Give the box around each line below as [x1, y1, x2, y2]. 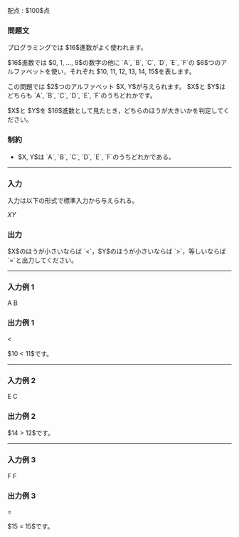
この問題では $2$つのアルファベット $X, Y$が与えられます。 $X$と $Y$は [7, 83, 226, 91]
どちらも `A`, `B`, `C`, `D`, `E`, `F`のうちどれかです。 [7, 91, 156, 100]
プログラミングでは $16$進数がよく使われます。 [7, 43, 147, 52]
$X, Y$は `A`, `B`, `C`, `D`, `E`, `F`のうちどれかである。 [17, 152, 176, 161]
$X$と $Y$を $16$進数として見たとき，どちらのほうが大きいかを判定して [7, 106, 224, 115]
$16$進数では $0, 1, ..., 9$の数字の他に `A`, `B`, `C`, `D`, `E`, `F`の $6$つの [7, 58, 221, 67]
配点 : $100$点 [7, 6, 51, 14]
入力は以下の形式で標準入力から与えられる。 [7, 196, 139, 204]
